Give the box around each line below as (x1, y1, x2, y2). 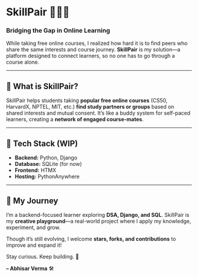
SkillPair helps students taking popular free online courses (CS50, (6, 97, 168, 104)
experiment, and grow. (6, 224, 61, 231)
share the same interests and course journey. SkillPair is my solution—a (6, 46, 181, 53)
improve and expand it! (6, 242, 62, 249)
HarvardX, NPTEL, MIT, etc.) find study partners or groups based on (6, 103, 174, 110)
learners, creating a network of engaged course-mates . (6, 116, 144, 123)
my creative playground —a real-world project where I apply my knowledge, (6, 217, 192, 224)
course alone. (6, 58, 39, 66)
